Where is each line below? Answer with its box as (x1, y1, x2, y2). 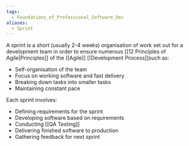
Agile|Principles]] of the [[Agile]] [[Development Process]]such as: (6, 54, 170, 61)
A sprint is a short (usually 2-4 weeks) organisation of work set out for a (6, 42, 183, 49)
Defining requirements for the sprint (14, 108, 103, 115)
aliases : (6, 20, 28, 26)
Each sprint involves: (6, 97, 58, 104)
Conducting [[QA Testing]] (14, 120, 80, 128)
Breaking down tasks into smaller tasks (14, 79, 111, 86)
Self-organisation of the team (14, 66, 88, 73)
